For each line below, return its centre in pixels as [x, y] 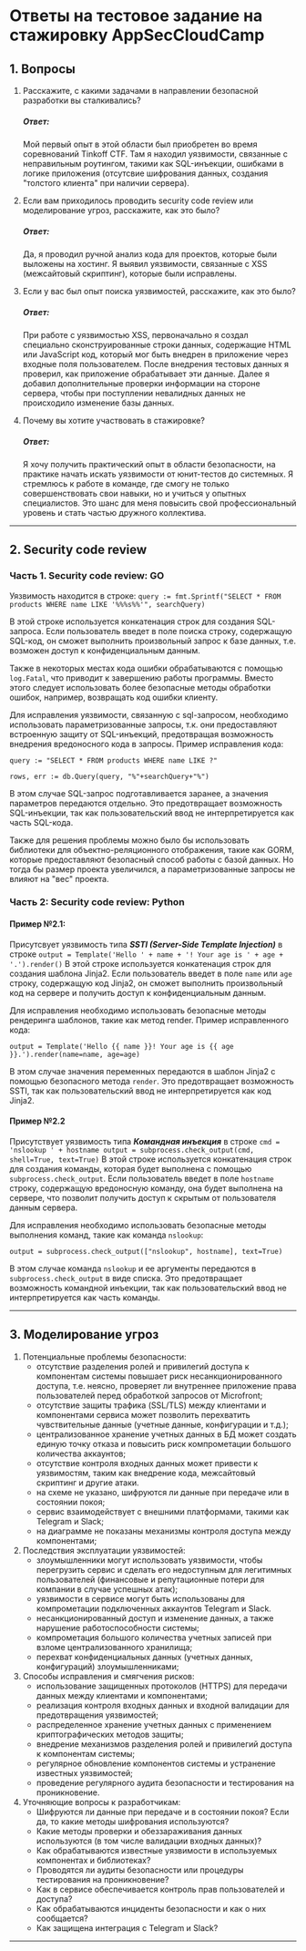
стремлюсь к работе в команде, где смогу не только [126, 483]
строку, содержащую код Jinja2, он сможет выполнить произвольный [146, 983]
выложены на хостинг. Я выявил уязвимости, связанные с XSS [145, 263]
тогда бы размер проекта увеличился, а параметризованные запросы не [153, 869]
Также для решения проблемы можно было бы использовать [130, 840]
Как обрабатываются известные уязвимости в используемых [157, 1850]
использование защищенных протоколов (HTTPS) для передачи [162, 1686]
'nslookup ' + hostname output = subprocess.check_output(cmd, [132, 1150]
